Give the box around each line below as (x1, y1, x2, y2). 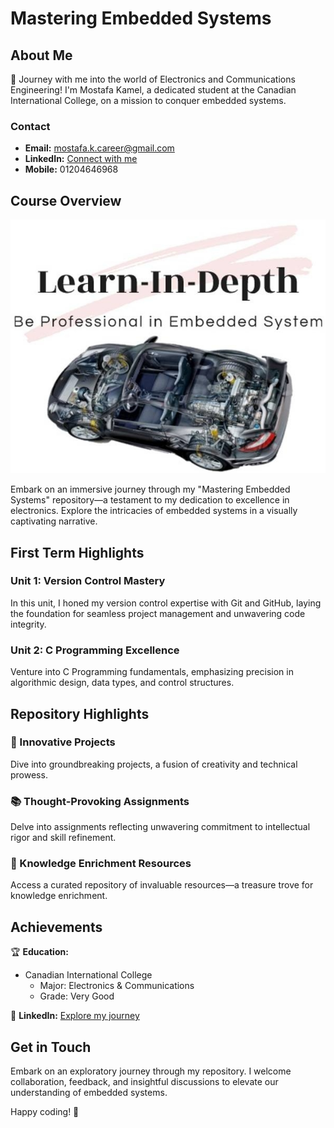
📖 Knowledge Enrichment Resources (10, 857, 192, 871)
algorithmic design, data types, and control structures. (10, 677, 235, 689)
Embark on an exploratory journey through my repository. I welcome (10, 1065, 292, 1077)
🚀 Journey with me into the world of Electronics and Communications (10, 73, 296, 85)
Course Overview (10, 192, 122, 209)
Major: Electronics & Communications (39, 980, 195, 992)
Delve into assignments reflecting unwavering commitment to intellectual (10, 821, 311, 833)
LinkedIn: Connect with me (24, 153, 138, 165)
